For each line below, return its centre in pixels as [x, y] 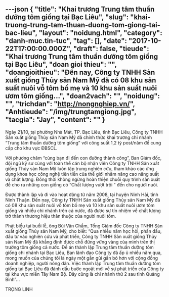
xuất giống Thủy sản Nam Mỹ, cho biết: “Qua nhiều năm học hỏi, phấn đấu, [83, 231]
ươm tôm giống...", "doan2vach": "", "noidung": [83, 96]
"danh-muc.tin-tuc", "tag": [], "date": [66, 41]
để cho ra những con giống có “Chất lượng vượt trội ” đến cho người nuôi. [82, 184]
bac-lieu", [21, 33]
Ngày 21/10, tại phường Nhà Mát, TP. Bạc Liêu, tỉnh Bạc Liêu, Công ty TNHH [84, 132]
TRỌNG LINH [19, 289]
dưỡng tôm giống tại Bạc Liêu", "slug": [67, 17]
